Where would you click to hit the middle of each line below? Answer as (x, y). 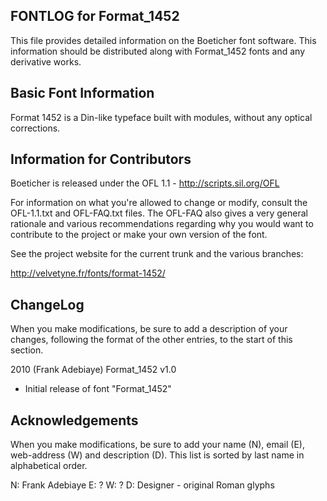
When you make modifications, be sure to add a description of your (149, 329)
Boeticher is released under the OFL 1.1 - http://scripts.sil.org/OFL (145, 183)
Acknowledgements (74, 420)
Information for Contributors (101, 159)
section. (27, 350)
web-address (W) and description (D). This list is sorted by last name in (157, 455)
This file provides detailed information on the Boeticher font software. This (163, 40)
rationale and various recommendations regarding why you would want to (162, 224)
